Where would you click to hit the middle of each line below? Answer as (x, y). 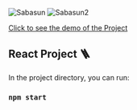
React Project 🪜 (50, 54)
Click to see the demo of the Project (68, 28)
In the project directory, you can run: (69, 77)
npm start (27, 97)
